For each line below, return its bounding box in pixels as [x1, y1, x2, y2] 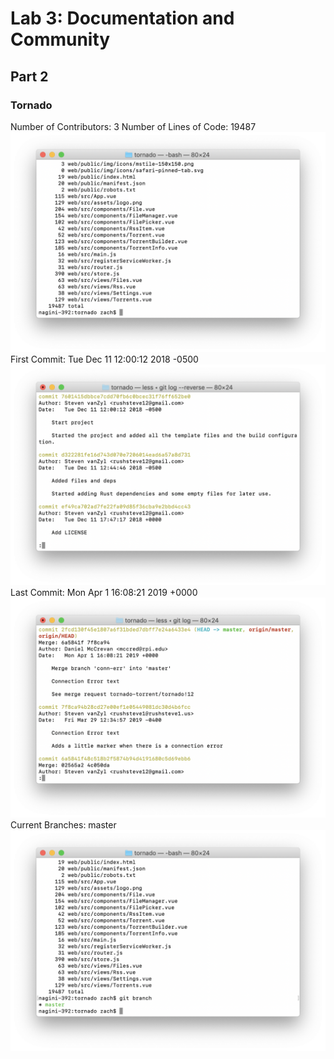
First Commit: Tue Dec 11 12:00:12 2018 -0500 [10, 353, 199, 366]
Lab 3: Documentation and [10, 7, 235, 30]
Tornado [10, 98, 53, 112]
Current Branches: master [10, 819, 117, 831]
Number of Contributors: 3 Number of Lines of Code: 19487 [10, 120, 257, 132]
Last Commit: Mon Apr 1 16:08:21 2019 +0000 [10, 586, 198, 598]
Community [10, 28, 111, 51]
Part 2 [10, 68, 49, 85]
